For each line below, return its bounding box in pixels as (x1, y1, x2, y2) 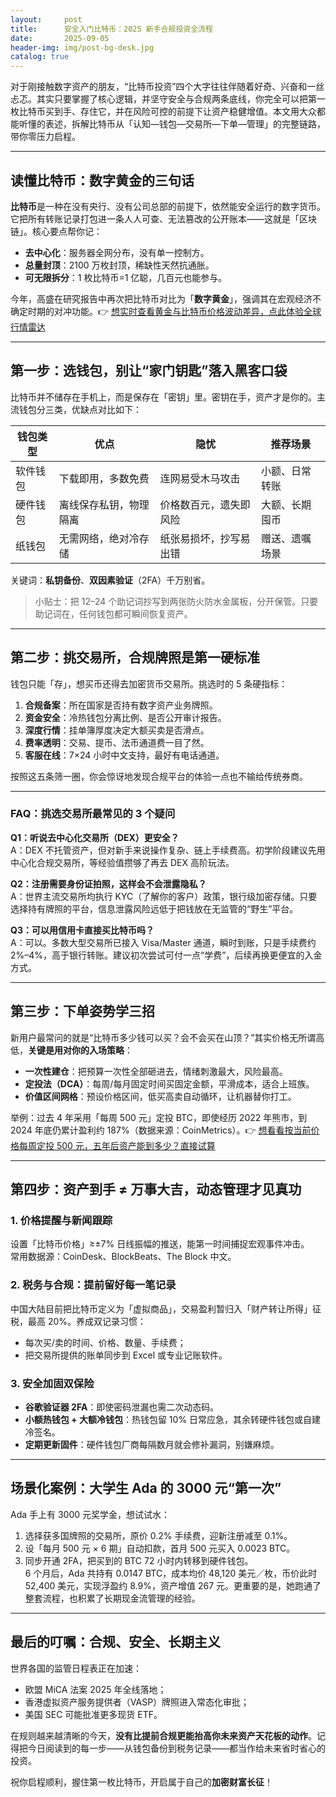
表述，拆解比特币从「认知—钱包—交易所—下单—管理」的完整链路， (44, 118, 326, 130)
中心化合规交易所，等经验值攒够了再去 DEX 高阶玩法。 (10, 856, 235, 868)
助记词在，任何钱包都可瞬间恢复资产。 (34, 607, 193, 620)
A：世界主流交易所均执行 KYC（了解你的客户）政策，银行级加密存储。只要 (10, 890, 318, 902)
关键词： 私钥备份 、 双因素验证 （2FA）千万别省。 (10, 574, 211, 586)
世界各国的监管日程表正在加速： (10, 1662, 142, 1674)
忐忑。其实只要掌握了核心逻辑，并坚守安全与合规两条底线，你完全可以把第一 (10, 93, 326, 105)
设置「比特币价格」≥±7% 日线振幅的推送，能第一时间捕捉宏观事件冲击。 (10, 1238, 310, 1250)
